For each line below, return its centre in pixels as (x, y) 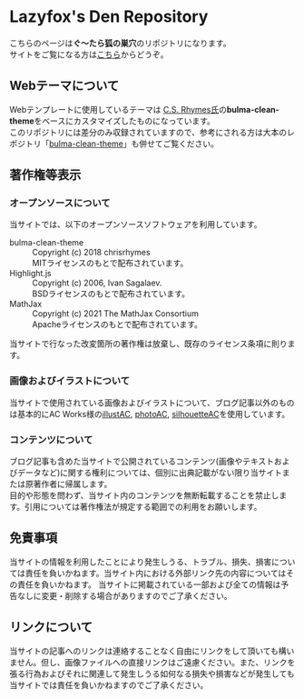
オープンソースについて (60, 204)
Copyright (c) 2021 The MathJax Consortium (116, 314)
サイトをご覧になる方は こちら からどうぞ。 (89, 54)
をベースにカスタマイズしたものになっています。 (125, 121)
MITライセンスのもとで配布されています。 (110, 263)
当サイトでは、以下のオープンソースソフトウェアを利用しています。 (136, 225)
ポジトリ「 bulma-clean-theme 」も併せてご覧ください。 (114, 144)
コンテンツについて (51, 440)
